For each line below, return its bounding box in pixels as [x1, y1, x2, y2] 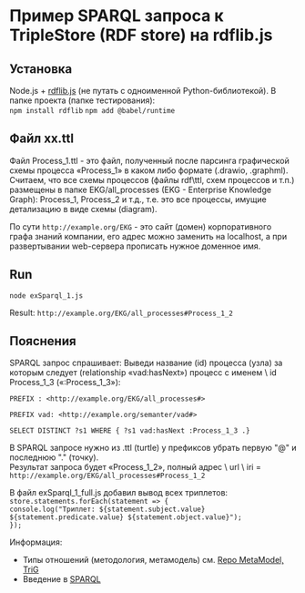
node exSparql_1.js [9, 291, 84, 301]
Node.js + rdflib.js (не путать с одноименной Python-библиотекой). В [9, 86, 277, 96]
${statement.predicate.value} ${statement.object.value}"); [9, 513, 243, 522]
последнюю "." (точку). [9, 452, 99, 463]
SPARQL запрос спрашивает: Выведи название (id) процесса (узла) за [9, 357, 283, 369]
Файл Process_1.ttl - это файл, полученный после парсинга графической [9, 155, 290, 166]
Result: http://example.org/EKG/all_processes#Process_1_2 [9, 307, 234, 318]
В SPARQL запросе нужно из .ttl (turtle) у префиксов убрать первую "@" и [9, 443, 297, 454]
